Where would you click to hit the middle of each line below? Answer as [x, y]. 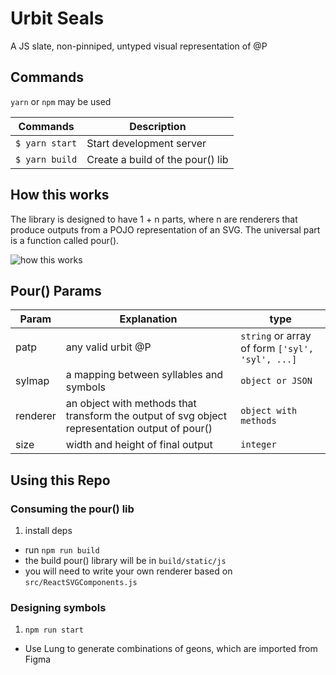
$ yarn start [46, 143]
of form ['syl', [277, 349]
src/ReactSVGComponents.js [81, 583]
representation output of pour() [139, 429]
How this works [60, 195]
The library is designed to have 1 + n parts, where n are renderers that [154, 219]
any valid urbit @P [108, 347]
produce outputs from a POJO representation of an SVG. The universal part [165, 229]
